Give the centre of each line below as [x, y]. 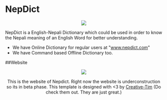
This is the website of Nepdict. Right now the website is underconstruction [84, 81]
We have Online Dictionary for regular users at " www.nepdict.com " [81, 47]
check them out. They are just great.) [84, 92]
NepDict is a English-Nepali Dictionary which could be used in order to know [84, 32]
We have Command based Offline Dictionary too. [63, 52]
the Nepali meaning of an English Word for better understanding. [72, 37]
